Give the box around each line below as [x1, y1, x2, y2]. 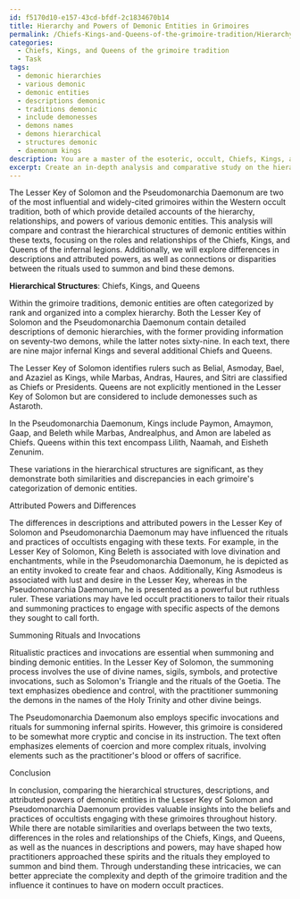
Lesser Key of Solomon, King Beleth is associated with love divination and [9, 547, 281, 557]
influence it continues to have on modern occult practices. [9, 880, 224, 891]
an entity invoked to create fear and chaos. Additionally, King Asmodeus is [9, 565, 283, 576]
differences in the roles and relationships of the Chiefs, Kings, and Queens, [9, 833, 286, 844]
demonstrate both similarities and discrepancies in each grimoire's [9, 473, 254, 484]
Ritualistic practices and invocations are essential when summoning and [9, 648, 274, 658]
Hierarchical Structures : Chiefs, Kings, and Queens [9, 281, 201, 292]
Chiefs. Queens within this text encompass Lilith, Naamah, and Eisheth [9, 437, 269, 448]
